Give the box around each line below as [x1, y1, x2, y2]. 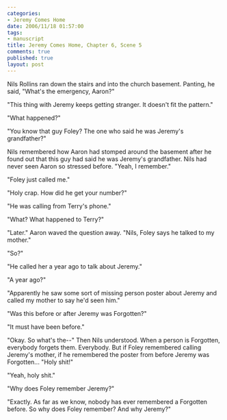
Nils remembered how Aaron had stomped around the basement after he [7, 147, 212, 156]
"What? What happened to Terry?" [7, 215, 105, 223]
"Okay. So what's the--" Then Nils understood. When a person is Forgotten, [7, 336, 220, 344]
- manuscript [7, 36, 44, 42]
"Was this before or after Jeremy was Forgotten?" [7, 309, 147, 317]
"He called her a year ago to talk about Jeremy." [7, 262, 142, 271]
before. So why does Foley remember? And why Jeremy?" [7, 405, 172, 413]
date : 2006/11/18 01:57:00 [7, 23, 84, 29]
